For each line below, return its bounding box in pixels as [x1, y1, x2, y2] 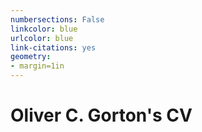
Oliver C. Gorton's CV [10, 104, 193, 127]
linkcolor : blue [10, 24, 78, 34]
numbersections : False [10, 14, 105, 25]
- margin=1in [10, 61, 65, 71]
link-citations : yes [10, 42, 97, 53]
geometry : [10, 52, 52, 62]
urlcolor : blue [10, 33, 74, 43]
